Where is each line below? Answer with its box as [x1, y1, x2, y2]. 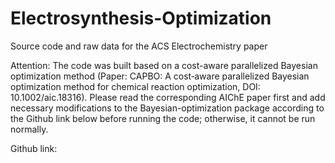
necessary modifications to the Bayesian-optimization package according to [10, 102, 325, 114]
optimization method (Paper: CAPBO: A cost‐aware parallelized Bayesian [10, 70, 310, 82]
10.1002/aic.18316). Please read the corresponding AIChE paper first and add [10, 91, 326, 103]
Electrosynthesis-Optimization [10, 7, 272, 30]
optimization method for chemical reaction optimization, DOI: [10, 80, 261, 92]
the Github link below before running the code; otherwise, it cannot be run [10, 112, 316, 124]
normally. [10, 123, 49, 135]
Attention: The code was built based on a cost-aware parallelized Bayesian [10, 59, 318, 71]
